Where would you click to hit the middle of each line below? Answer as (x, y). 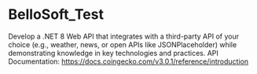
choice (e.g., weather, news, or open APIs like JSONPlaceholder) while (123, 44)
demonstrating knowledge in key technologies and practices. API (113, 53)
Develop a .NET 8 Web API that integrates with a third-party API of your (124, 36)
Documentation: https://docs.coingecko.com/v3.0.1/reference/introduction (128, 61)
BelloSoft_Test (56, 15)
